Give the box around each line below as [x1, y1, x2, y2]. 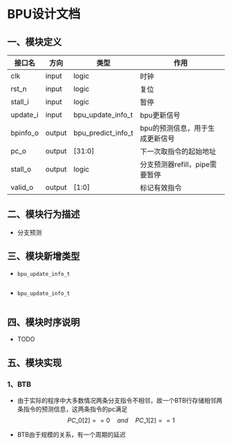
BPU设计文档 [7, 6, 81, 22]
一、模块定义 [7, 36, 62, 48]
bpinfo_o [10, 129, 39, 138]
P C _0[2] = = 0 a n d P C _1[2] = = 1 [67, 416, 175, 425]
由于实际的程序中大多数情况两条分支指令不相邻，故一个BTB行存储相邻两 [17, 397, 223, 405]
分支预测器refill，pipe [139, 160, 211, 169]
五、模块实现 [7, 357, 62, 368]
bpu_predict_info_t [73, 129, 133, 138]
